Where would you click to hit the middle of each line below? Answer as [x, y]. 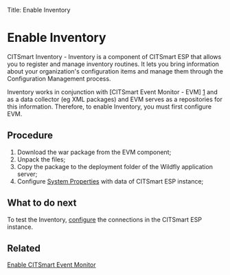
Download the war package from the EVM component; [94, 152]
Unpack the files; [41, 159]
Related [24, 248]
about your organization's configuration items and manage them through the [115, 71]
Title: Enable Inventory [39, 10]
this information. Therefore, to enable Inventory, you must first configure [109, 107]
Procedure [30, 136]
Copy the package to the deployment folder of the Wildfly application [115, 166]
